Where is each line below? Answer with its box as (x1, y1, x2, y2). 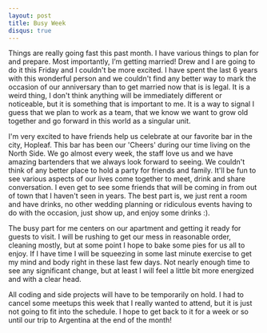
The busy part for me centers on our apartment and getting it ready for (8, 224, 241, 233)
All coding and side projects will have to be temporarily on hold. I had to (8, 290, 245, 299)
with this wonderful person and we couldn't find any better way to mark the (8, 73, 257, 84)
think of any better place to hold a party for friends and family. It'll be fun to (8, 165, 257, 176)
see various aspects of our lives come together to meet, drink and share (8, 174, 246, 184)
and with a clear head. (8, 275, 82, 284)
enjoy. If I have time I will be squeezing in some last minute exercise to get (8, 249, 252, 259)
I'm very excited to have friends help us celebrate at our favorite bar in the (8, 132, 253, 141)
